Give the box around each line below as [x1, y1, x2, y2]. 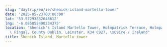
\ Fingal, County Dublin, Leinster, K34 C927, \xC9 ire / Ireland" [9, 30, 150, 35]
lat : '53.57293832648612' [5, 16, 59, 21]
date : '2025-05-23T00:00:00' [5, 12, 66, 17]
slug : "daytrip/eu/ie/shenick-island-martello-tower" [5, 7, 119, 12]
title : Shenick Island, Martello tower [5, 35, 88, 40]
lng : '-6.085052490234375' [5, 21, 61, 26]
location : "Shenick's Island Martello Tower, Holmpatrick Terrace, [5, 25, 148, 30]
